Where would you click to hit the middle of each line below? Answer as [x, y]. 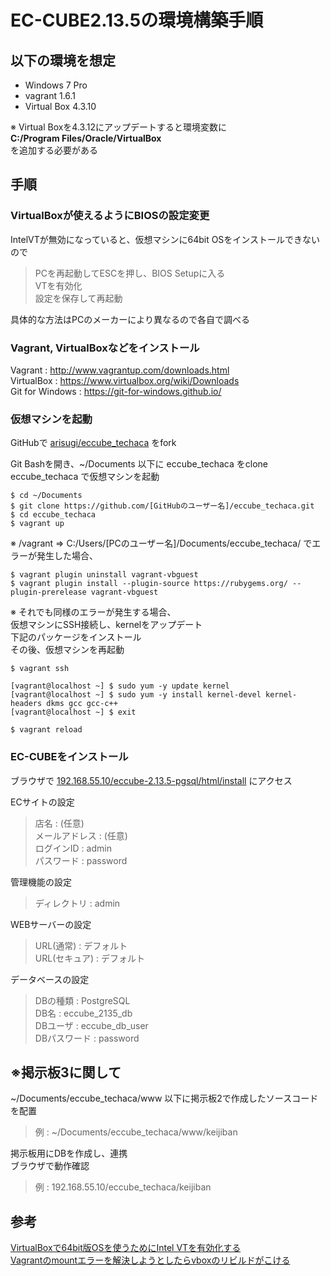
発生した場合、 [67, 556]
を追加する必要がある [54, 150]
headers [26, 704]
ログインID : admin [73, 848]
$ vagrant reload [46, 730]
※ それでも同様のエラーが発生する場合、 [93, 612]
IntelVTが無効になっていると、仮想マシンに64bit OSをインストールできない [165, 239]
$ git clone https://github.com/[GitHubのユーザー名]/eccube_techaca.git [162, 506]
